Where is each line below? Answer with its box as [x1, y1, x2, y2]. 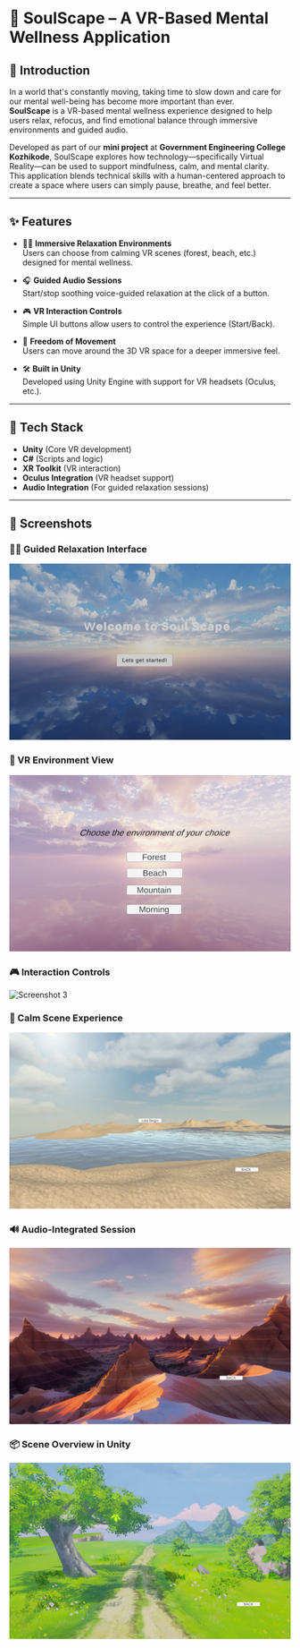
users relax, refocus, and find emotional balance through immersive [9, 115, 258, 125]
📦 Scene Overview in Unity [9, 1439, 131, 1451]
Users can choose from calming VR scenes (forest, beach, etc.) [21, 247, 256, 258]
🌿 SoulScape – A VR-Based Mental [9, 8, 270, 29]
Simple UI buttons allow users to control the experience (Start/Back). [21, 318, 275, 329]
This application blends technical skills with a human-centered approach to [9, 170, 286, 181]
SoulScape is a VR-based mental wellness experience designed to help [9, 106, 272, 115]
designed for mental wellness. [21, 257, 134, 268]
